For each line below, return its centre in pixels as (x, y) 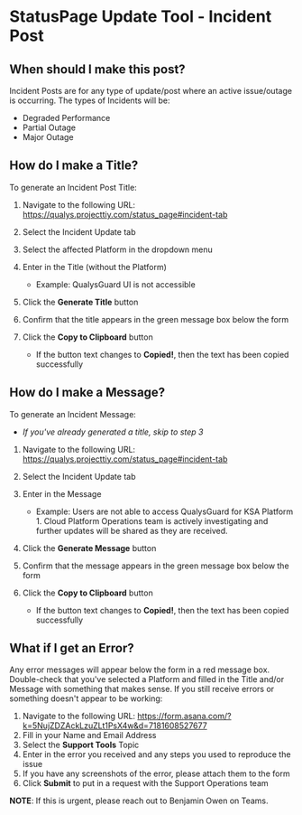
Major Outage (48, 137)
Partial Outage (49, 127)
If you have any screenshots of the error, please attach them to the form (156, 773)
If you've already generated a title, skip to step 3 (113, 432)
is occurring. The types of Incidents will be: (90, 100)
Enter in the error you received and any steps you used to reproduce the (156, 754)
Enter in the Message (62, 493)
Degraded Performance (66, 118)
